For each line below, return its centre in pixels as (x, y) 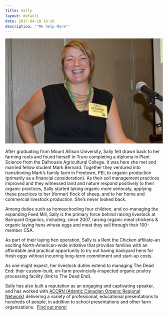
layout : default (22, 16)
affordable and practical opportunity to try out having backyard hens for (79, 250)
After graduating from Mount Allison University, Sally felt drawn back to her (82, 151)
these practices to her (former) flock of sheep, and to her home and (75, 194)
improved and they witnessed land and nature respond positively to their (80, 183)
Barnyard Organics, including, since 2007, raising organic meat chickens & (82, 219)
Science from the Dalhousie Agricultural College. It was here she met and (81, 162)
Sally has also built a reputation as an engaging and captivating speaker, (79, 285)
